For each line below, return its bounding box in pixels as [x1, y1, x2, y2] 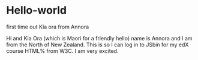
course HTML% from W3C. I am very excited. [6, 47, 119, 54]
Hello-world [6, 4, 67, 17]
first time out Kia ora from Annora [6, 23, 89, 30]
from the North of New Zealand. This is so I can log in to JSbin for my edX [6, 41, 189, 48]
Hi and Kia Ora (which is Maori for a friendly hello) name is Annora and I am [6, 34, 193, 42]
